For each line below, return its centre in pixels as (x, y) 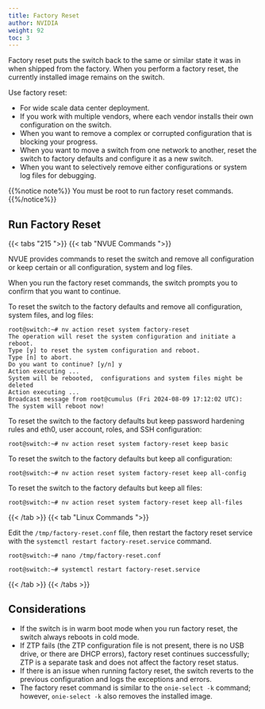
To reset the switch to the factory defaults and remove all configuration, (125, 307)
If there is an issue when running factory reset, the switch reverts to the (136, 670)
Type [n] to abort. (40, 358)
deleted (21, 385)
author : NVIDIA (33, 23)
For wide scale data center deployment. (84, 108)
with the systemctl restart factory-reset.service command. (110, 541)
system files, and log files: (51, 316)
